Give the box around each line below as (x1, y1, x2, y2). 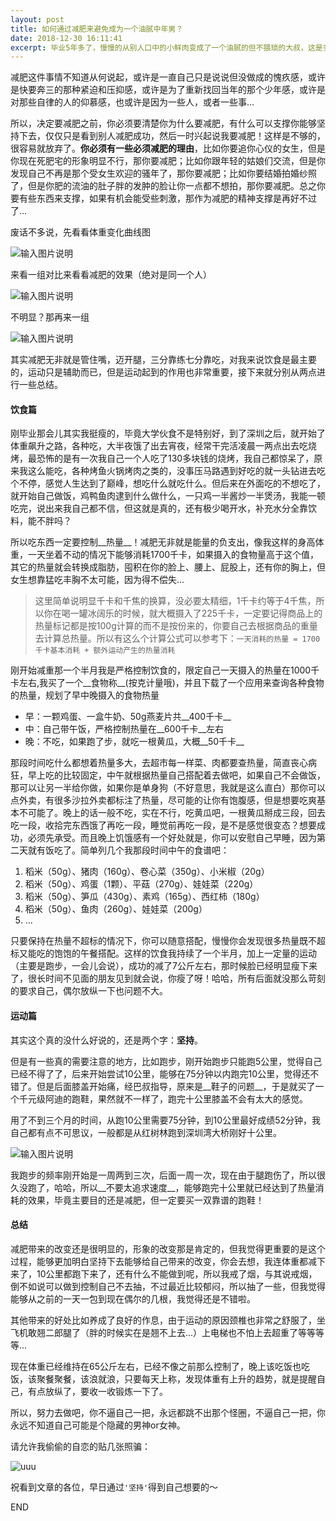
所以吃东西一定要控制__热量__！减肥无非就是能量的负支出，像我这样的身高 (10, 536, 316, 548)
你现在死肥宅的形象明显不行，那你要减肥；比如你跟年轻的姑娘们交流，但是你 (10, 155, 326, 167)
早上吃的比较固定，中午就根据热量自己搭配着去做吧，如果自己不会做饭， (27, 769, 326, 781)
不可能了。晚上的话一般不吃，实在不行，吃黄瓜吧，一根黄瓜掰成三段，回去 (18, 807, 326, 819)
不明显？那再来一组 (10, 311, 90, 323)
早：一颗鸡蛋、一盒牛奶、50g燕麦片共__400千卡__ (24, 711, 232, 723)
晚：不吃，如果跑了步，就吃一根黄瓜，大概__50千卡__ (24, 736, 245, 748)
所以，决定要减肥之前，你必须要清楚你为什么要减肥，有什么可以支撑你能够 (10, 117, 317, 130)
